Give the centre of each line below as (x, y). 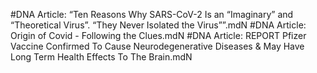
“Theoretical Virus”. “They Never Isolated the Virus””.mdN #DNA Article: (158, 25)
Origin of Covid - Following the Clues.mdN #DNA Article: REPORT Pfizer (158, 35)
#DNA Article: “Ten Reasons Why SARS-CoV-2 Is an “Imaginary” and (152, 14)
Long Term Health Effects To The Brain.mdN (101, 57)
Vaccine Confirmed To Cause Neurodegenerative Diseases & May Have (157, 46)
